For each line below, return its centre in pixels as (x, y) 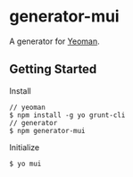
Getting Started (53, 69)
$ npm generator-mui (48, 131)
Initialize (25, 147)
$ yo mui (25, 164)
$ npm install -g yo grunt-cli (67, 115)
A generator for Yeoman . (54, 41)
